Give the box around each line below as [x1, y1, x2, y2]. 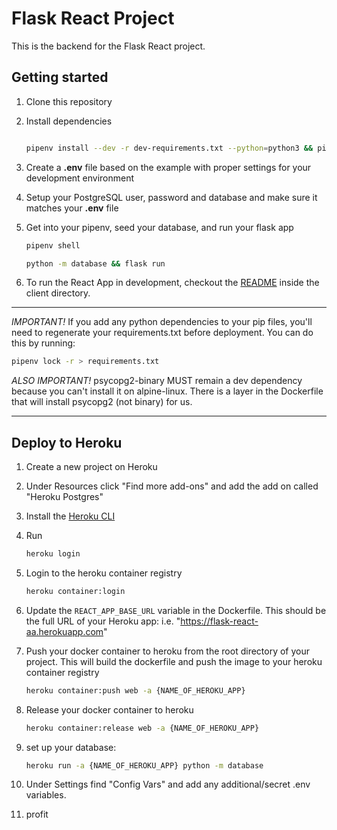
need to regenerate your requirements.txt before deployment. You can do [11, 327, 314, 339]
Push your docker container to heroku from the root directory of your [25, 645, 311, 657]
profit [25, 808, 49, 821]
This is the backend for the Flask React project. [11, 40, 206, 52]
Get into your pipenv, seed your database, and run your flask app [25, 221, 294, 233]
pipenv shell [25, 240, 81, 251]
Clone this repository [25, 95, 113, 107]
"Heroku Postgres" [25, 491, 104, 503]
